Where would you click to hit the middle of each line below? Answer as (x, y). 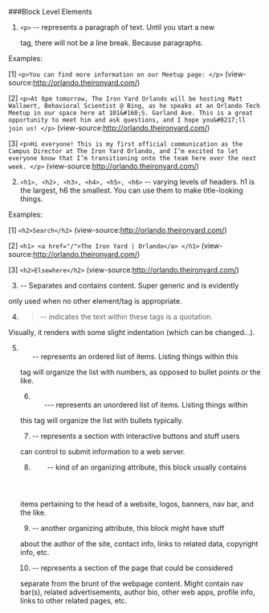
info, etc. (35, 552)
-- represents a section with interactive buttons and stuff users (136, 436)
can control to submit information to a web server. (102, 451)
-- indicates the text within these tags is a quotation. (126, 317)
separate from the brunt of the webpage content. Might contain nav (132, 584)
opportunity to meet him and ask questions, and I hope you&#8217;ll (127, 120)
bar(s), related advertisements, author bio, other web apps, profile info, (137, 592)
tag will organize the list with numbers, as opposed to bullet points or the (140, 372)
